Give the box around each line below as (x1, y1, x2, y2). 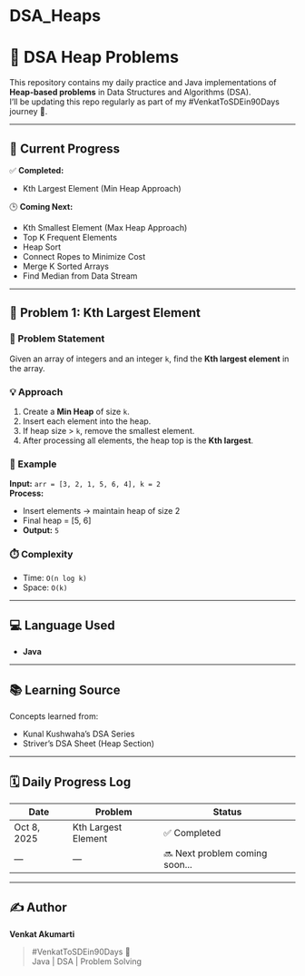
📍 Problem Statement (9, 332, 105, 345)
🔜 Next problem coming (162, 846, 268, 859)
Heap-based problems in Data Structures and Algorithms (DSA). (9, 87, 251, 98)
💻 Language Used (9, 617, 115, 633)
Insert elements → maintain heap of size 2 (22, 506, 181, 517)
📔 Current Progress (9, 141, 121, 156)
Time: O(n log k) (22, 572, 88, 583)
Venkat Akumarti (9, 928, 75, 940)
